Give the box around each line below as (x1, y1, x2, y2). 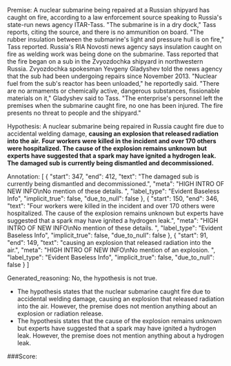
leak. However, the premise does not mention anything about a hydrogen (17, 331, 224, 340)
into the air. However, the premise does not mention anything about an (17, 302, 217, 310)
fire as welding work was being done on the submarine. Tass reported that (7, 50, 219, 58)
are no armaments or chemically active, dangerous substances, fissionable (7, 86, 221, 95)
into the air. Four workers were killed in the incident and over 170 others (7, 137, 217, 145)
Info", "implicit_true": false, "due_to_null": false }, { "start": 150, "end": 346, (7, 194, 219, 203)
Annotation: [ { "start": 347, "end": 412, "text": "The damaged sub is (7, 172, 199, 181)
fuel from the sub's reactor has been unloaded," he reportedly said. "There (7, 80, 219, 87)
